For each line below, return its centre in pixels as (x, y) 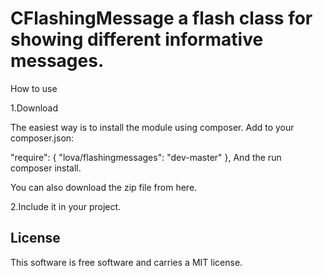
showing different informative (137, 39)
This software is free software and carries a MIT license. (126, 262)
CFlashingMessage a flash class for (161, 18)
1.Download (34, 108)
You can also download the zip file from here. (104, 187)
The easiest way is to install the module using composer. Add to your (152, 127)
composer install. (46, 168)
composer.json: (42, 138)
